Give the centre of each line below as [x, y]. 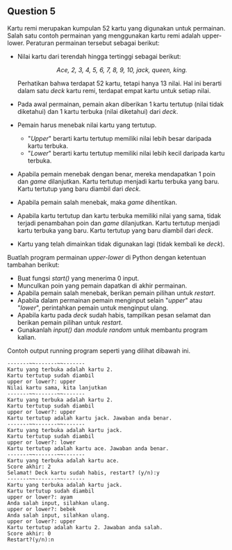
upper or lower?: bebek [42, 509]
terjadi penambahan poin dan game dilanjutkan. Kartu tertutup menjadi [118, 223]
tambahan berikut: [33, 265]
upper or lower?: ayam [40, 497]
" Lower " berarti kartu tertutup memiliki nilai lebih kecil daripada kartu [126, 153]
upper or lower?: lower [42, 442]
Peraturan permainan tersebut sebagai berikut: [93, 43]
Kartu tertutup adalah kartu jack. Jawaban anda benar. [90, 418]
